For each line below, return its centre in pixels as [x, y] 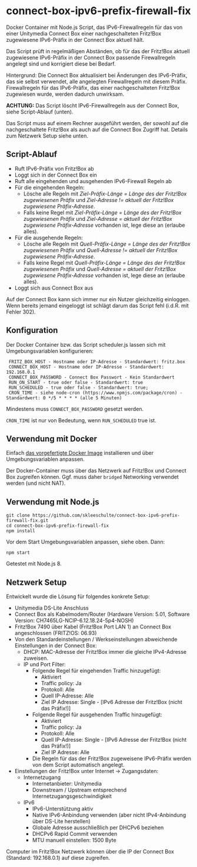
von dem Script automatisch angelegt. [78, 765]
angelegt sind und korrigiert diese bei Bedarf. [61, 64]
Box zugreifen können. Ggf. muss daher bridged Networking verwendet [93, 477]
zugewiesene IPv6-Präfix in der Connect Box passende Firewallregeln [91, 57]
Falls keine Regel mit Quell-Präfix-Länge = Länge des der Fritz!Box [104, 263]
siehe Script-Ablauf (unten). [40, 112]
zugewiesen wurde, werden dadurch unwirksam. [65, 94]
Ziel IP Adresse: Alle [65, 752]
